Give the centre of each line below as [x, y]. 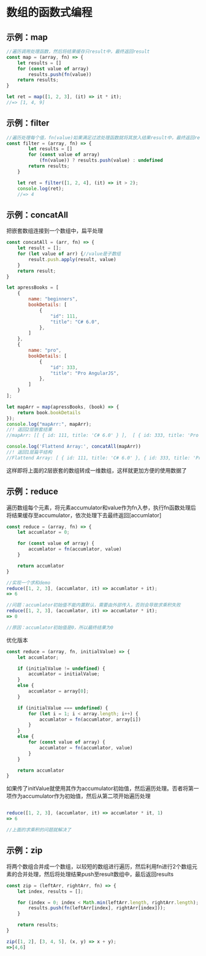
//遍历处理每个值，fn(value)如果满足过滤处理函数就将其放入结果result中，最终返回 [101, 138]
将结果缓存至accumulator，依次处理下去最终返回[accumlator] [84, 515]
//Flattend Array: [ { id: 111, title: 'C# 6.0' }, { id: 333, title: [98, 458]
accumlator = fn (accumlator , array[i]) [90, 719]
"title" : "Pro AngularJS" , [85, 373]
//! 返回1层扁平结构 [29, 452]
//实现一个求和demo [29, 583]
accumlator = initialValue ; [64, 674]
